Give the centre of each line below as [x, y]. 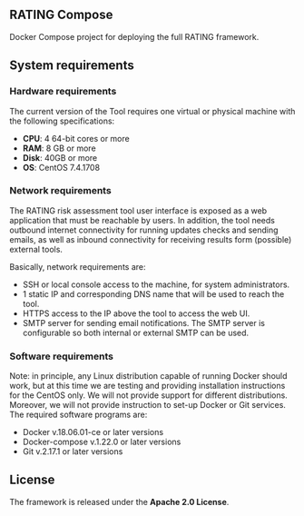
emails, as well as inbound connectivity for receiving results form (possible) [151, 239]
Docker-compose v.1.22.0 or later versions [102, 442]
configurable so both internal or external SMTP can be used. [136, 332]
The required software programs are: [78, 415]
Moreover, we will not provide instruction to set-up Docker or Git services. [147, 405]
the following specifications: [62, 121]
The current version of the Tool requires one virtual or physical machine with [152, 111]
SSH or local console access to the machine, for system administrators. [156, 284]
